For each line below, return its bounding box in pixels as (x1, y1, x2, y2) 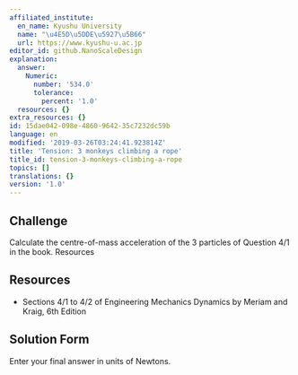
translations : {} (9, 171, 74, 180)
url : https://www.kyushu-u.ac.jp (17, 38, 143, 48)
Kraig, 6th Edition (22, 306, 87, 317)
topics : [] (9, 163, 50, 172)
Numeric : (25, 72, 58, 81)
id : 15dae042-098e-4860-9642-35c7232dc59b (9, 122, 171, 131)
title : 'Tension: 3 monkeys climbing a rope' (9, 146, 182, 155)
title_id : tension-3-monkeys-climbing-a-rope (9, 154, 182, 164)
